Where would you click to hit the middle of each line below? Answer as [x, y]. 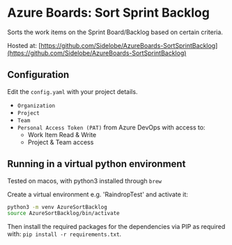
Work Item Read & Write [62, 134]
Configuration [38, 75]
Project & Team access [61, 142]
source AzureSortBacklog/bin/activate [63, 214]
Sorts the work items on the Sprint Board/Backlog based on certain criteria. [115, 32]
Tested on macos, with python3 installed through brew [85, 181]
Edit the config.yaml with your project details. [72, 91]
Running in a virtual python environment [96, 164]
